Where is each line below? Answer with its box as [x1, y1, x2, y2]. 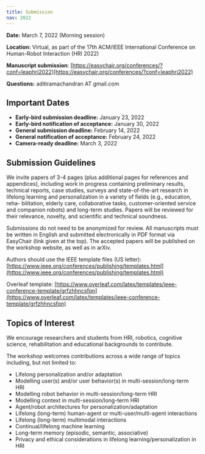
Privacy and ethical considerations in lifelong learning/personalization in [15, 435, 196, 443]
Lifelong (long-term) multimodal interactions [15, 416, 127, 423]
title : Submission [6, 9, 53, 15]
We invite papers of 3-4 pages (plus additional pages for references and [6, 174, 189, 181]
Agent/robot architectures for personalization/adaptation [15, 403, 157, 410]
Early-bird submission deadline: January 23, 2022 [15, 114, 145, 121]
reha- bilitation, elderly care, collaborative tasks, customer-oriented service [6, 200, 196, 207]
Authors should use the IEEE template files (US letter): [6, 256, 142, 263]
